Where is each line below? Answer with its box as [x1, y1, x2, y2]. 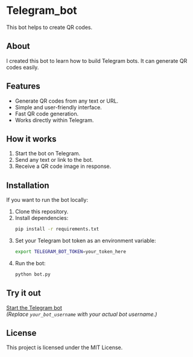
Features [6, 81, 40, 91]
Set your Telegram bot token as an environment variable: [14, 237, 156, 245]
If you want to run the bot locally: [6, 196, 89, 204]
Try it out [6, 288, 41, 298]
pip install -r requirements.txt [14, 226, 100, 233]
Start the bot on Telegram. [14, 150, 81, 157]
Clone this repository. [14, 208, 69, 215]
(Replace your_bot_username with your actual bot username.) [6, 310, 157, 318]
